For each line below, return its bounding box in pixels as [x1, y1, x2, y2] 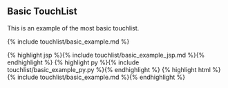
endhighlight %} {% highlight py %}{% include [7, 58, 140, 67]
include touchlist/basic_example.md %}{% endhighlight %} [17, 73, 185, 81]
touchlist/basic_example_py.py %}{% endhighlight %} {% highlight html [7, 65, 211, 73]
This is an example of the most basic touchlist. [7, 24, 140, 32]
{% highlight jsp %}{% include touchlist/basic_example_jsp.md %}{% [7, 51, 205, 59]
